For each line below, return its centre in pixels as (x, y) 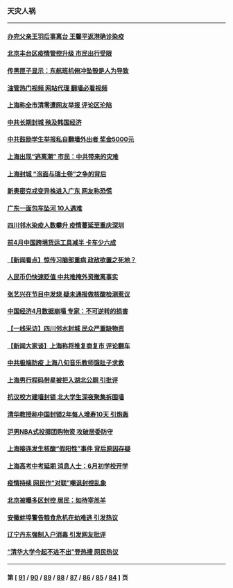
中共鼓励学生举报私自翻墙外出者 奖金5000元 (71, 140)
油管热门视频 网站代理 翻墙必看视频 (57, 87)
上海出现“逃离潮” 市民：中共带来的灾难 (63, 157)
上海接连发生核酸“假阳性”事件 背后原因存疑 (69, 448)
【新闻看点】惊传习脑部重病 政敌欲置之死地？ (72, 260)
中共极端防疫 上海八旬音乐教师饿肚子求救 (66, 363)
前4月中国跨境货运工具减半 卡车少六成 (62, 243)
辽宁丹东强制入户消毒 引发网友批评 (57, 535)
